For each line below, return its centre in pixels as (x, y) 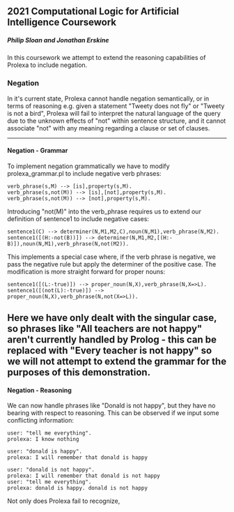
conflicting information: (41, 421)
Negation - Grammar (38, 151)
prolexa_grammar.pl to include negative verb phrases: (84, 173)
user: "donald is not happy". (51, 470)
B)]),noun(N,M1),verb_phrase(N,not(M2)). (68, 243)
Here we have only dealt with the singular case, (112, 318)
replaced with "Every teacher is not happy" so (110, 351)
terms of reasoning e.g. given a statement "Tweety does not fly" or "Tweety (116, 106)
